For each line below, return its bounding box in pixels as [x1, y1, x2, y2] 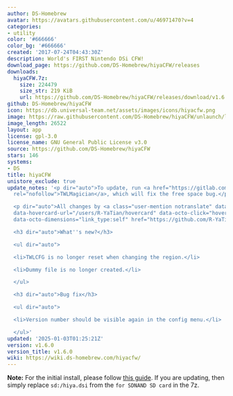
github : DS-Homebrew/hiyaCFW [7, 101, 92, 107]
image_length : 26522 [7, 119, 67, 127]
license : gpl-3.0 [7, 132, 58, 139]
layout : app [7, 126, 42, 133]
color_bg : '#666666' [7, 42, 67, 49]
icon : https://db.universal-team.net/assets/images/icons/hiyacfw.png [7, 107, 216, 114]
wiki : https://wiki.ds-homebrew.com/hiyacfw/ [7, 354, 141, 361]
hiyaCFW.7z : [13, 74, 49, 82]
